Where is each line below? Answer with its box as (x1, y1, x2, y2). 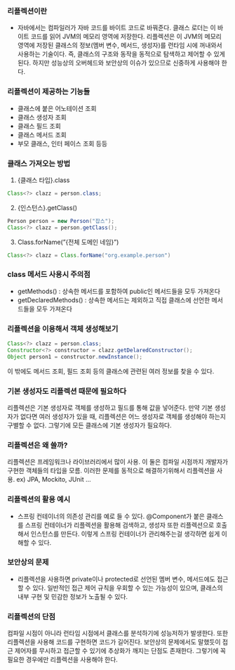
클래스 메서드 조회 (17, 130, 67, 138)
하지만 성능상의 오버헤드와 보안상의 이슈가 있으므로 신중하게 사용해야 (32, 58, 220, 67)
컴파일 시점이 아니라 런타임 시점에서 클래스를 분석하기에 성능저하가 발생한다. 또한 (7, 629, 229, 638)
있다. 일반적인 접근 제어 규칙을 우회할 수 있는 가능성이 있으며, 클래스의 (32, 584, 223, 592)
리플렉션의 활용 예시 (7, 494, 71, 504)
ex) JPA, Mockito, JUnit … (16, 475, 91, 484)
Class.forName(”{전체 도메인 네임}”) (17, 238, 119, 246)
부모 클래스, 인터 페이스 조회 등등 (17, 139, 107, 148)
